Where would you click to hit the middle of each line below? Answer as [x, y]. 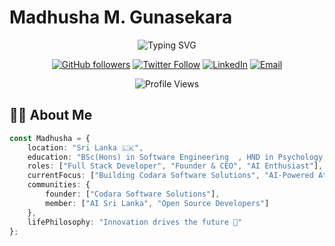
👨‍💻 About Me [51, 115]
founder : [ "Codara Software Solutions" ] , [133, 194]
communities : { [59, 185]
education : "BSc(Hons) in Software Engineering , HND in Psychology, [177, 157]
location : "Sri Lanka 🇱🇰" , [85, 147]
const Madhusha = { [50, 138]
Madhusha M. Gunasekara [121, 17]
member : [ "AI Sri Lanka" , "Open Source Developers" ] [157, 203]
